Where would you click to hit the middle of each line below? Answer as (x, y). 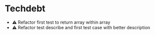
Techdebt (25, 9)
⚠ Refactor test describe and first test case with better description (81, 27)
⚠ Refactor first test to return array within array (61, 22)
